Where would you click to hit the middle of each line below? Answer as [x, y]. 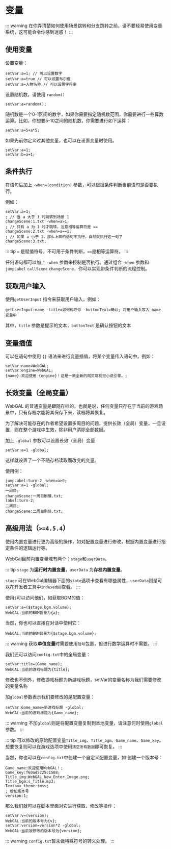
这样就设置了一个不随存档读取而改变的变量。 [52, 460]
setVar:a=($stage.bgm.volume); [38, 607]
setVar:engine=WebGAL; [29, 370]
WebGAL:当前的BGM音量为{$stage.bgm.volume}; [51, 633]
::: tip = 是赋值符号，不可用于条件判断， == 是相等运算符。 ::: [67, 251]
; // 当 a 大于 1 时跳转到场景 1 [37, 217]
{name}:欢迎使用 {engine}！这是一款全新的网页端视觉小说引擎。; [66, 376]
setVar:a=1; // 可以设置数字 [34, 73]
